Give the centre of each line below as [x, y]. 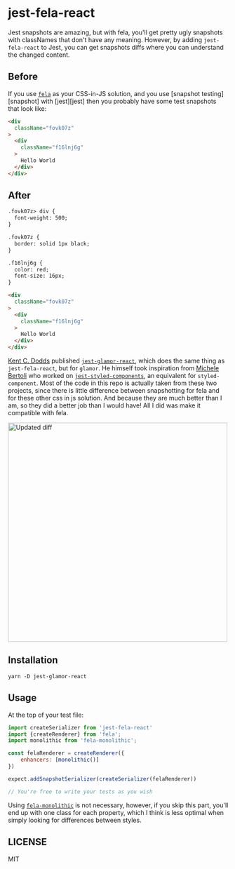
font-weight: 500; [41, 218]
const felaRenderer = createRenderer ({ [66, 753]
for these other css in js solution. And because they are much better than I [115, 398]
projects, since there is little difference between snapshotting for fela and [114, 391]
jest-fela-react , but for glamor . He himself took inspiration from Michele [114, 368]
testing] [213, 93]
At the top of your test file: [46, 715]
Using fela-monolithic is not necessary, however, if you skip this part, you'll [118, 805]
